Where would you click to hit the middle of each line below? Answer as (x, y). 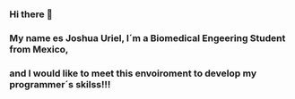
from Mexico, (39, 49)
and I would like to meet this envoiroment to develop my (133, 73)
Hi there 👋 (31, 14)
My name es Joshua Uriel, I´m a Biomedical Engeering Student (147, 37)
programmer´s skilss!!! (60, 84)
